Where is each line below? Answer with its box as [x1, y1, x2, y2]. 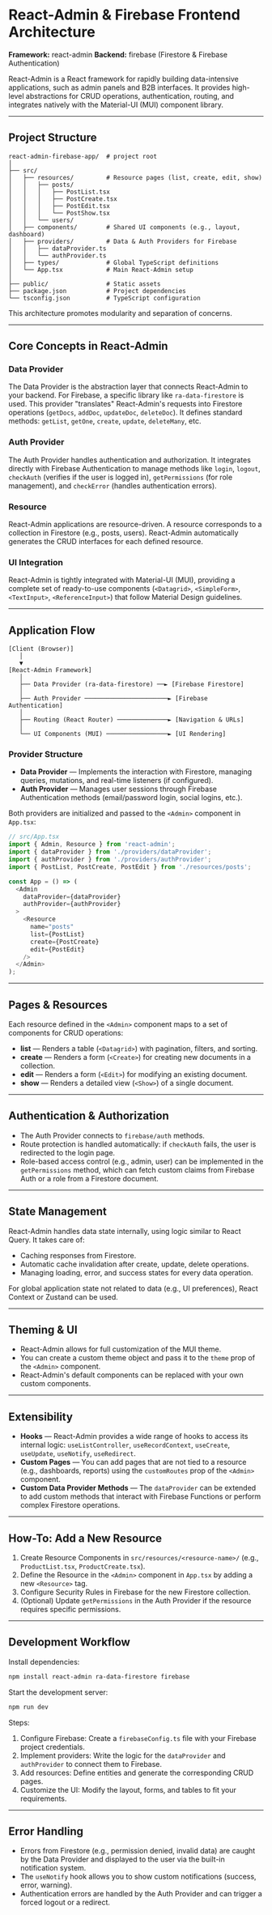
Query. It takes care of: [8, 1235, 85, 1245]
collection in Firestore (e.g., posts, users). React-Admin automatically [8, 528, 239, 538]
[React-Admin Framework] [8, 666, 92, 675]
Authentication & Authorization [8, 1109, 170, 1123]
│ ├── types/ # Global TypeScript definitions [8, 258, 219, 266]
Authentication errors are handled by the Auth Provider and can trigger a [19, 1889, 263, 1899]
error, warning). [19, 1880, 73, 1890]
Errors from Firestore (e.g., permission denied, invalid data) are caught [19, 1846, 256, 1856]
